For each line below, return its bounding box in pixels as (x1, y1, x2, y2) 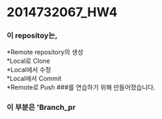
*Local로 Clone (6, 57, 50, 65)
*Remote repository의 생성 (6, 48, 83, 56)
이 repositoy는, (6, 31, 58, 41)
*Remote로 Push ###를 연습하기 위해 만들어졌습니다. (6, 83, 156, 92)
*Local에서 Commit (6, 75, 62, 83)
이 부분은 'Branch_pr (6, 103, 76, 113)
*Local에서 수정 (6, 65, 52, 74)
